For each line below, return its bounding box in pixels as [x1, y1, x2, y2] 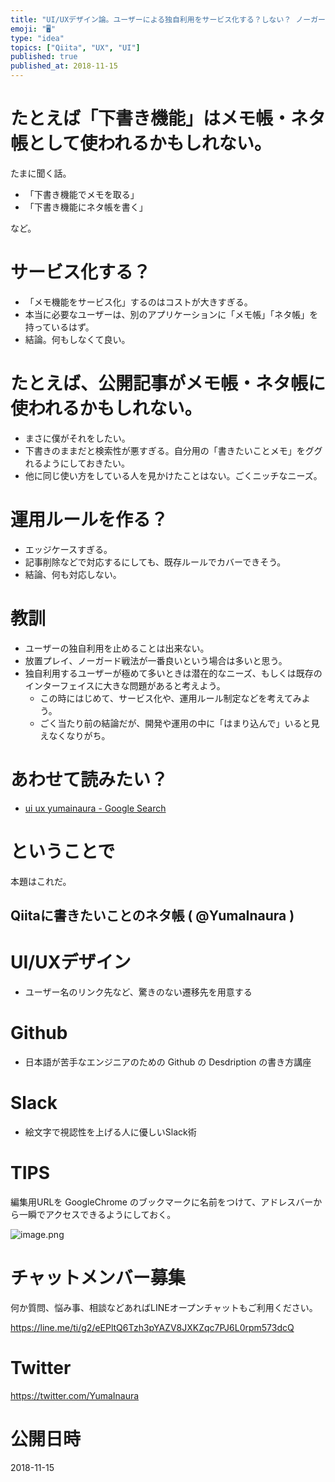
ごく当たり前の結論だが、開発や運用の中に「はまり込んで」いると [39, 717, 312, 729]
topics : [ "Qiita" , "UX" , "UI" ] [10, 42, 141, 53]
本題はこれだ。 [10, 875, 72, 887]
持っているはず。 [24, 321, 95, 333]
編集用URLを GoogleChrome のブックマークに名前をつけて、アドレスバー [10, 1196, 314, 1208]
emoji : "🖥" [10, 24, 57, 34]
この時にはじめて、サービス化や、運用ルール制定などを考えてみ [39, 692, 302, 704]
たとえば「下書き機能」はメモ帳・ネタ [10, 107, 327, 130]
